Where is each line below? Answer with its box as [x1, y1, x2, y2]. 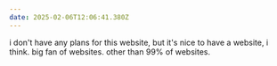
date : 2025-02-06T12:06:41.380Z [9, 12, 129, 22]
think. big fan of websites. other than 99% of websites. [9, 46, 211, 57]
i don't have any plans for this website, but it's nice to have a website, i [9, 37, 269, 48]
